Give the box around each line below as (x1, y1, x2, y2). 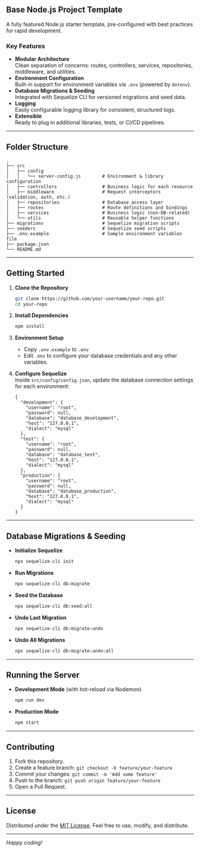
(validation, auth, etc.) (6, 194, 70, 200)
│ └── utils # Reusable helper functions (6, 215, 174, 221)
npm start (14, 719, 40, 726)
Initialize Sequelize (14, 547, 63, 554)
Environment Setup (14, 334, 64, 342)
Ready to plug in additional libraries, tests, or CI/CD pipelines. (14, 119, 165, 126)
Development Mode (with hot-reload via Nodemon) (14, 686, 142, 693)
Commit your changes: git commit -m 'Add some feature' (14, 770, 158, 777)
